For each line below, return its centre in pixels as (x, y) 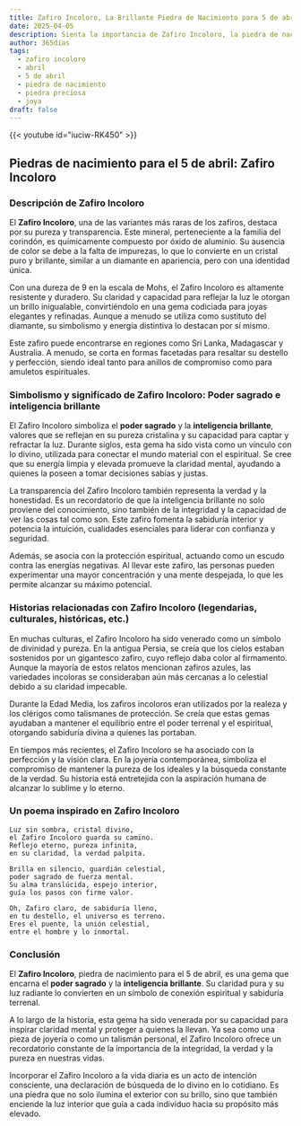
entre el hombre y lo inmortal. (69, 932)
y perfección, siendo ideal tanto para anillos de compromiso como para (141, 362)
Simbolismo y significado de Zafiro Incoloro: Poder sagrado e (145, 394)
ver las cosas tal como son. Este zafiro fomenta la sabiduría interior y (137, 519)
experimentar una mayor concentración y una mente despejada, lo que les (146, 575)
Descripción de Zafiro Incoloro (77, 203)
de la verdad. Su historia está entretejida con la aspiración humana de (138, 779)
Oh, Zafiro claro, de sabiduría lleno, (84, 908)
